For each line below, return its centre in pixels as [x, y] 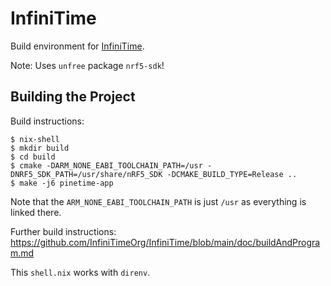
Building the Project [73, 97]
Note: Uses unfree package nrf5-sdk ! [87, 65]
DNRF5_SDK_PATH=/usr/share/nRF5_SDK [86, 174]
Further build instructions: [63, 231]
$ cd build [33, 157]
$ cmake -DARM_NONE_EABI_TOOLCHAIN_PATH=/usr [106, 165]
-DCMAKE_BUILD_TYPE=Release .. [232, 174]
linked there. [36, 212]
